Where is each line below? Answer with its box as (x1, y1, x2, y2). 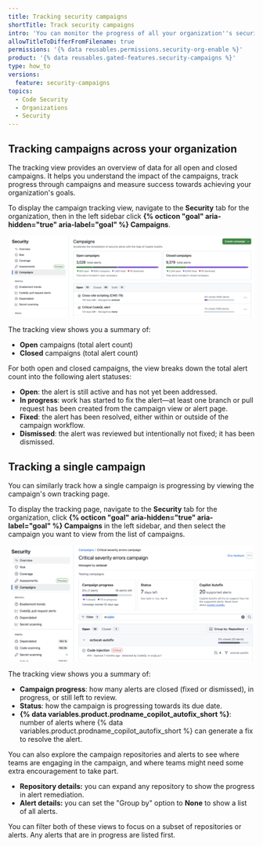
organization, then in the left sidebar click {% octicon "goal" (8, 211, 204, 221)
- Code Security (15, 95, 68, 104)
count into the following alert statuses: (8, 372, 131, 382)
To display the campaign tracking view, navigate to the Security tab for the (8, 203, 250, 212)
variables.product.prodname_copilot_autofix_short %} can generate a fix (19, 726, 254, 736)
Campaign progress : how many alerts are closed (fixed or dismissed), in (19, 684, 254, 694)
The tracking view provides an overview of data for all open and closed (8, 162, 237, 172)
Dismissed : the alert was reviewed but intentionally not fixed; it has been (19, 429, 255, 439)
